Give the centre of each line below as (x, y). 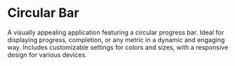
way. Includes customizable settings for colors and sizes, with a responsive (118, 47)
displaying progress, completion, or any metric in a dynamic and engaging (116, 39)
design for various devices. (47, 55)
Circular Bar (43, 13)
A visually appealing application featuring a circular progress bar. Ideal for (116, 32)
